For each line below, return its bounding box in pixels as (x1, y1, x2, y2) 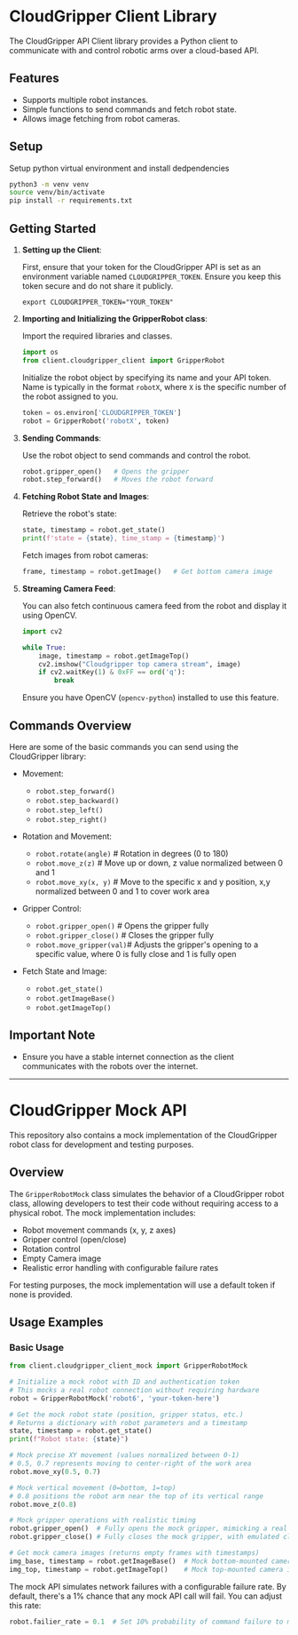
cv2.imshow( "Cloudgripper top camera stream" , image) (38, 659, 241, 668)
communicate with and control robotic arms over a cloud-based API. (9, 44, 259, 55)
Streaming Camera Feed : (21, 583, 116, 594)
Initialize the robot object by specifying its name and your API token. (21, 371, 271, 383)
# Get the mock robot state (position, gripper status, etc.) (9, 1410, 244, 1419)
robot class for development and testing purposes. (9, 1139, 194, 1150)
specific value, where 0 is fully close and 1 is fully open (35, 948, 237, 959)
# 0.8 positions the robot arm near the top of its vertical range (9, 1491, 264, 1501)
